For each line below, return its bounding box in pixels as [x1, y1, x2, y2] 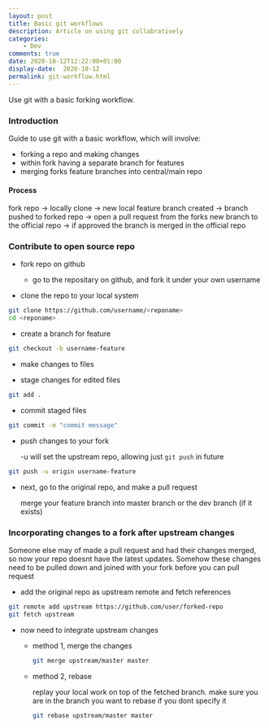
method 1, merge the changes [32, 640, 132, 651]
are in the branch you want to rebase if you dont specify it [32, 695, 227, 705]
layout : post [8, 11, 53, 20]
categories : [8, 34, 49, 43]
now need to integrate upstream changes [20, 625, 158, 634]
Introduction [8, 115, 59, 126]
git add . [8, 391, 42, 399]
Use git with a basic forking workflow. [8, 94, 135, 104]
